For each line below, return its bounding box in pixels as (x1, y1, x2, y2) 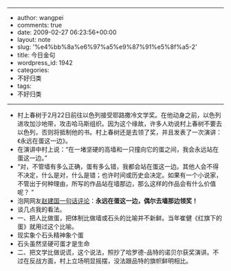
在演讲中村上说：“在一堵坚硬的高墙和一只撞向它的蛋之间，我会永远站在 (16, 145, 219, 153)
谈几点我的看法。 (16, 205, 66, 213)
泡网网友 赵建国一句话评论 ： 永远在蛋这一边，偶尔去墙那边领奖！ (16, 197, 198, 204)
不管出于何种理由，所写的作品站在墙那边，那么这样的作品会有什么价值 (16, 180, 217, 187)
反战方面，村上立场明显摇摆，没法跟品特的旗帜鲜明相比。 (29, 257, 192, 265)
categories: (16, 66, 49, 74)
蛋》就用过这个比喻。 (16, 222, 78, 231)
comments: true (16, 21, 63, 29)
